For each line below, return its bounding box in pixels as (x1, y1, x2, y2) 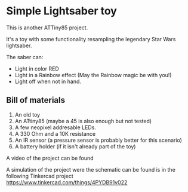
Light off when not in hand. (14, 78, 82, 85)
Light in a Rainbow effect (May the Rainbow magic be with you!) (14, 71, 172, 78)
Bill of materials (6, 95, 66, 105)
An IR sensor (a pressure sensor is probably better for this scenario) (14, 136, 182, 144)
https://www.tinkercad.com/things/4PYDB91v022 (6, 178, 128, 186)
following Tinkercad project (6, 172, 73, 179)
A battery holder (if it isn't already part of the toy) (14, 142, 136, 150)
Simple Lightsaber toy (6, 4, 118, 18)
